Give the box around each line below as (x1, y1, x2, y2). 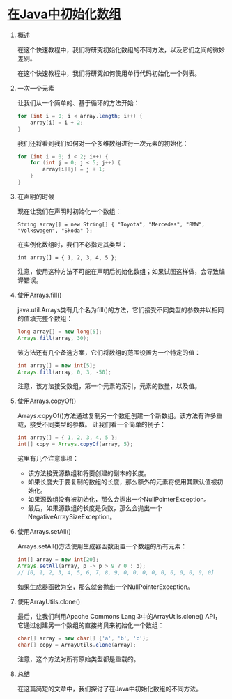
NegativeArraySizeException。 (27, 513, 116, 521)
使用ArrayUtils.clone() (17, 597, 81, 606)
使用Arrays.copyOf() (17, 397, 77, 405)
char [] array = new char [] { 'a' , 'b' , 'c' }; (17, 635, 149, 642)
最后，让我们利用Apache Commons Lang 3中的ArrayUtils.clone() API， (17, 612, 222, 620)
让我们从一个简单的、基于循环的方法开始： (17, 98, 140, 107)
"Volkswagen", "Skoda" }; (17, 227, 93, 234)
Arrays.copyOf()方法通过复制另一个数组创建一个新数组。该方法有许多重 (17, 412, 223, 420)
